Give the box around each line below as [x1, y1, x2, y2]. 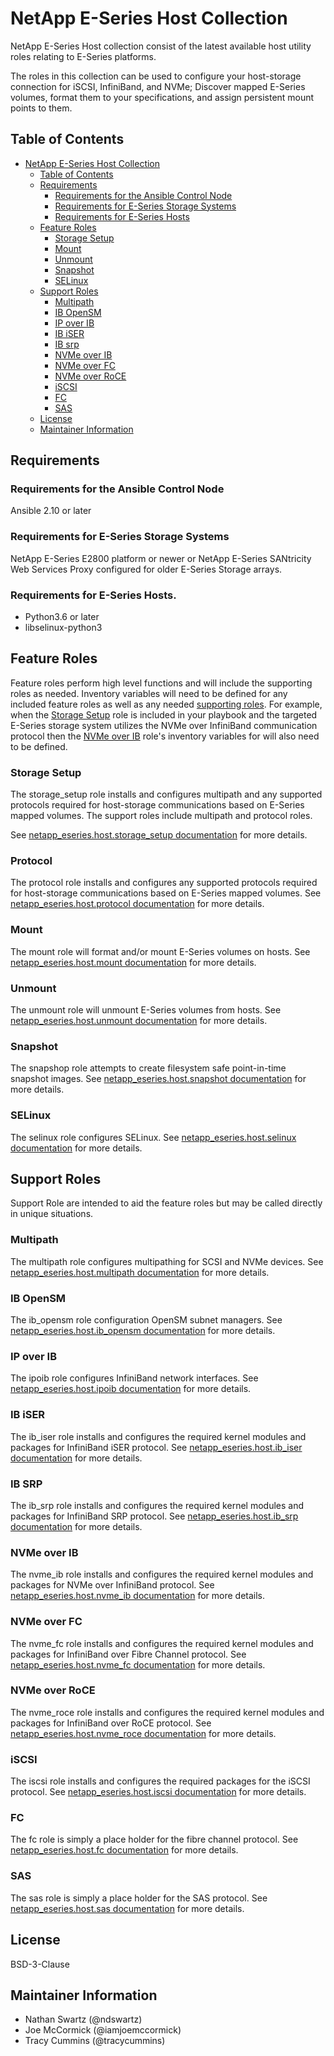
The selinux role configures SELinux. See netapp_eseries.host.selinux [10, 1131, 297, 1143]
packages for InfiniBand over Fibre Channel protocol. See [10, 1648, 247, 1660]
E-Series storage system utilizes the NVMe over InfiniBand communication [10, 719, 318, 731]
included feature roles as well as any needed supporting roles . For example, [10, 698, 323, 710]
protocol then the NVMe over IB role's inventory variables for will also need [10, 730, 320, 742]
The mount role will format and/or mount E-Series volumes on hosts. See [10, 945, 311, 957]
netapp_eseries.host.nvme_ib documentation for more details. [10, 1590, 266, 1602]
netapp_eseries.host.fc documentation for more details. [10, 1844, 239, 1856]
